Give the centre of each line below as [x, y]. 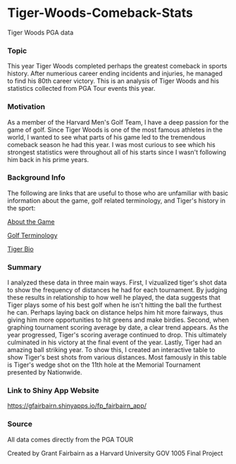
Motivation [26, 107]
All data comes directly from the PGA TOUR [70, 439]
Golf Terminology [32, 235]
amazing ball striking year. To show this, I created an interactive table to [111, 350]
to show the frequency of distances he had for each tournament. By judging [117, 290]
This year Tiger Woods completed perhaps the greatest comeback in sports [117, 66]
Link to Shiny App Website [54, 391]
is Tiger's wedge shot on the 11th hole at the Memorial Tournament [104, 365]
